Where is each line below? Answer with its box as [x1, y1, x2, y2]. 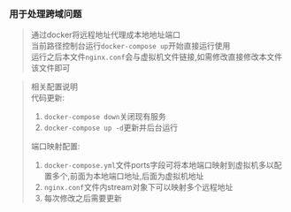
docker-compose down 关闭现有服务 [43, 111, 166, 122]
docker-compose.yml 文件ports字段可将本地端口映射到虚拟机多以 [43, 160, 274, 170]
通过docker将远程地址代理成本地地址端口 [30, 29, 181, 41]
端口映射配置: [30, 141, 80, 152]
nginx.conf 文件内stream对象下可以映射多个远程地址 [43, 182, 234, 193]
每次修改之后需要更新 [43, 193, 122, 204]
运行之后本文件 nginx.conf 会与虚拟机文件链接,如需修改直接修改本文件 [30, 51, 283, 63]
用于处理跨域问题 [9, 7, 82, 19]
